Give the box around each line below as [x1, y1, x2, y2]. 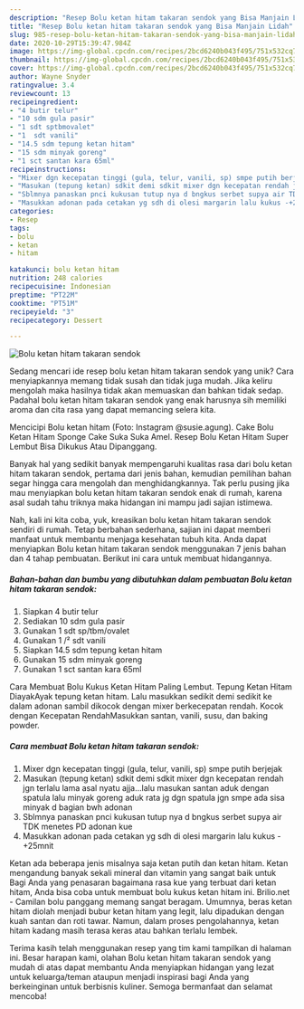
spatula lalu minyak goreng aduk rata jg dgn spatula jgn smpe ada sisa [22, 793, 285, 804]
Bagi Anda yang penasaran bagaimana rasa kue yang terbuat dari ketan [9, 877, 277, 888]
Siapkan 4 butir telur [22, 606, 99, 617]
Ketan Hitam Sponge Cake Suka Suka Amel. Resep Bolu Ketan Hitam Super [9, 432, 290, 443]
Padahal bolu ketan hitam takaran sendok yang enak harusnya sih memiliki [9, 395, 287, 405]
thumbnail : [9, 55, 51, 64]
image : [9, 47, 34, 56]
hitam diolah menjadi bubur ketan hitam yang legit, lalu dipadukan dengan [9, 906, 285, 917]
